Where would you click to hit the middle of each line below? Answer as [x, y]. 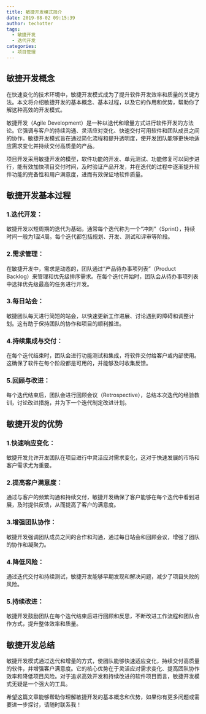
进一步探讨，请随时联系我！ [46, 705]
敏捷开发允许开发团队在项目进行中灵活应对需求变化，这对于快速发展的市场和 [103, 457]
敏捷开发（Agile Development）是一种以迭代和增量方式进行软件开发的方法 [100, 123]
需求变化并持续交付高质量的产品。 [55, 146]
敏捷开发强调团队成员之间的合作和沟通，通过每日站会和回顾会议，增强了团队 [103, 537]
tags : [13, 29]
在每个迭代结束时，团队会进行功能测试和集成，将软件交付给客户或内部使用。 [103, 355]
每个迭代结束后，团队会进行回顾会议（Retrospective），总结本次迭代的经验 [100, 395]
